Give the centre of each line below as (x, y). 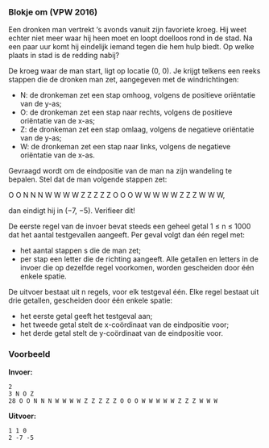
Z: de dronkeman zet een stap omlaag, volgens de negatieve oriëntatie (137, 130)
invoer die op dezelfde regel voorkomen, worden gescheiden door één (137, 268)
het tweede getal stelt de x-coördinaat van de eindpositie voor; (124, 324)
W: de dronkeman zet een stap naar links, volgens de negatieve (125, 147)
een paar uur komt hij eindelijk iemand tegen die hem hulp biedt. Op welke (131, 47)
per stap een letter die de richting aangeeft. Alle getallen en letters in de (139, 259)
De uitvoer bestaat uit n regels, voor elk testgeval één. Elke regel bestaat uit (134, 292)
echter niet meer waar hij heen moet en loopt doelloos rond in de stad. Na (130, 38)
